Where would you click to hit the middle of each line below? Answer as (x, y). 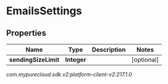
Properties (26, 33)
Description (109, 50)
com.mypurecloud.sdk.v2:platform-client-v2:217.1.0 (69, 74)
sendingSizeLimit (34, 60)
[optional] (145, 60)
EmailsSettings (44, 11)
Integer (76, 60)
